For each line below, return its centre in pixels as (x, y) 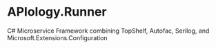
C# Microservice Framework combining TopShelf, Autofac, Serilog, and (108, 31)
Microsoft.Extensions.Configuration (58, 37)
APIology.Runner (57, 12)
